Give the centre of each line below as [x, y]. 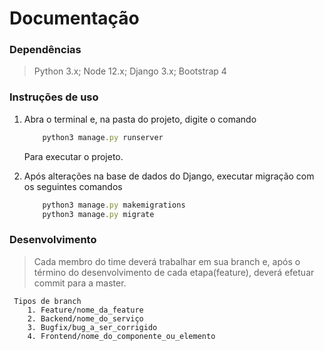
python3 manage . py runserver [103, 137]
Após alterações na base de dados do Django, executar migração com [169, 176]
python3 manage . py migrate [98, 214]
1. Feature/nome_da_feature [85, 310]
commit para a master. [80, 283]
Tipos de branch [47, 301]
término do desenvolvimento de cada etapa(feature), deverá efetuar [174, 272]
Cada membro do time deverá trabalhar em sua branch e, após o [167, 261]
